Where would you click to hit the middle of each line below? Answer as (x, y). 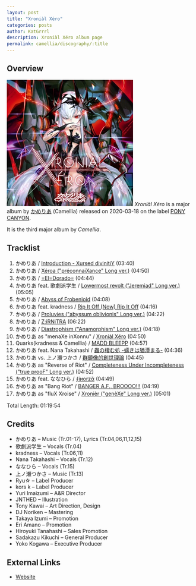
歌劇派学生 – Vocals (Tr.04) (48, 446)
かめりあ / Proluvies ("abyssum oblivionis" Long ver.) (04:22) (90, 314)
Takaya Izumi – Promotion (47, 519)
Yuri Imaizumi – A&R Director (50, 493)
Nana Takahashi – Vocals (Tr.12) (54, 459)
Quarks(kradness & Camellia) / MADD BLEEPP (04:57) (81, 343)
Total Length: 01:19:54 (34, 405)
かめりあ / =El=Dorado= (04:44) (55, 278)
